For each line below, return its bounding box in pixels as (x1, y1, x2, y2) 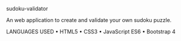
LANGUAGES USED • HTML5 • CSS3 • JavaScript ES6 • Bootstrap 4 (6, 28, 176, 35)
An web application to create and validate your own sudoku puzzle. (6, 17, 172, 23)
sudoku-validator (6, 5, 48, 12)
